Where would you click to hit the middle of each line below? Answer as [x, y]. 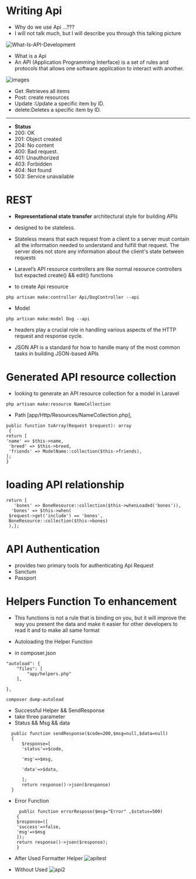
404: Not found [33, 170]
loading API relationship [65, 485]
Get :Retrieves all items [42, 91]
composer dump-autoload [35, 699]
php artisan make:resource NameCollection [58, 404]
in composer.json [35, 653]
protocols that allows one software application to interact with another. [99, 68]
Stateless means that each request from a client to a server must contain [102, 239]
